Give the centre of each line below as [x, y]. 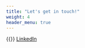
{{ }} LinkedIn [21, 39]
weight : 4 [18, 17]
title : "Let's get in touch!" [43, 11]
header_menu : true [28, 22]
